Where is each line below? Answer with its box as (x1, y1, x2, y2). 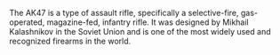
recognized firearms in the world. (9, 35, 132, 46)
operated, (9, 17, 45, 27)
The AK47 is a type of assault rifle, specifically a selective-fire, (9, 8, 239, 18)
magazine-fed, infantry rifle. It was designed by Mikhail (46, 17, 249, 27)
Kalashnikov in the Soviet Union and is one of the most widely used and (9, 27, 271, 36)
